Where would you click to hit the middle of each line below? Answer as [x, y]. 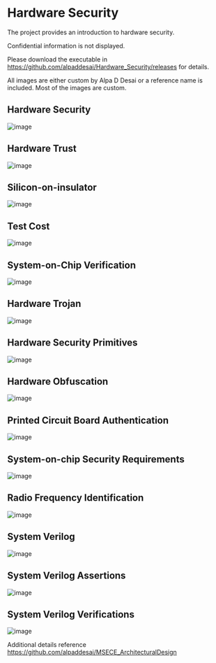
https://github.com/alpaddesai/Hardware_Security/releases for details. [108, 66]
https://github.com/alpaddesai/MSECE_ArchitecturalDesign [92, 653]
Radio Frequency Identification [76, 498]
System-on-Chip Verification [71, 265]
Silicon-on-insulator [52, 187]
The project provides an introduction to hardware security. [91, 32]
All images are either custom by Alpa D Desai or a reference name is [105, 80]
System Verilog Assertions [67, 576]
